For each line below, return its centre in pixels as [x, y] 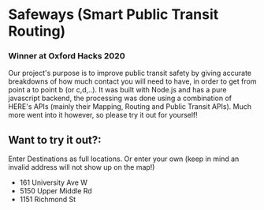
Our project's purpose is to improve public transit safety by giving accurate [130, 73]
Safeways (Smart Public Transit [113, 15]
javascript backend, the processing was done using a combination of [120, 98]
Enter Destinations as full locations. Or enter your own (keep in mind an [124, 159]
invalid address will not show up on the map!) [82, 167]
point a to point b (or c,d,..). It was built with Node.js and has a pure [117, 90]
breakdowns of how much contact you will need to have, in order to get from [132, 81]
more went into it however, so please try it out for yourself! [103, 115]
